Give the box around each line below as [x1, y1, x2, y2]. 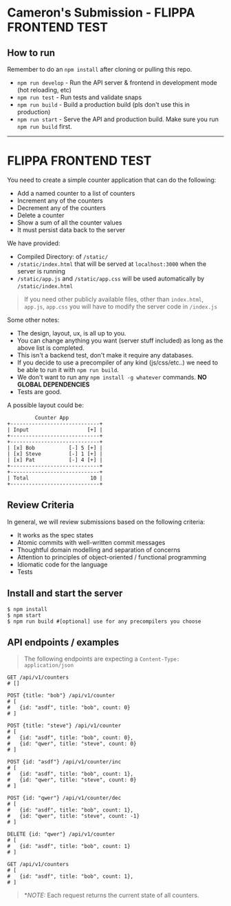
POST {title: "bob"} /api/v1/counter [7, 692, 115, 699]
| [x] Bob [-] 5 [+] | [7, 444, 103, 451]
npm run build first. [16, 123, 72, 130]
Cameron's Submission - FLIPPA [7, 5, 195, 21]
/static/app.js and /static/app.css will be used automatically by [16, 274, 205, 282]
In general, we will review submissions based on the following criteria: [7, 517, 206, 526]
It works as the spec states [16, 531, 94, 539]
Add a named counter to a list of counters [16, 189, 135, 197]
